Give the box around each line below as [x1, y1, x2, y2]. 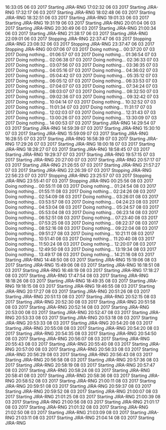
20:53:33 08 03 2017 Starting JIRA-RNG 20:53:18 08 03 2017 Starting [15, 315, 158, 321]
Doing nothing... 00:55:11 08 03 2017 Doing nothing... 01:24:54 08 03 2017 [5, 183, 157, 189]
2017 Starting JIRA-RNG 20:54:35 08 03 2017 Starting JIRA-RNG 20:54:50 [5, 330, 157, 336]
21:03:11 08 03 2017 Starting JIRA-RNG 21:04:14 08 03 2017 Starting [15, 415, 155, 421]
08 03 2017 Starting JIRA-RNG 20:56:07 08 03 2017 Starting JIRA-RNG [5, 336, 150, 341]
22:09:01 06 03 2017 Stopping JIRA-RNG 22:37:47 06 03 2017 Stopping [5, 36, 152, 42]
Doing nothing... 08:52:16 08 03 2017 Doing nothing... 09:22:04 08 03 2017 [5, 225, 159, 231]
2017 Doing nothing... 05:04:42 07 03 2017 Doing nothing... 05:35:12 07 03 [5, 73, 158, 78]
